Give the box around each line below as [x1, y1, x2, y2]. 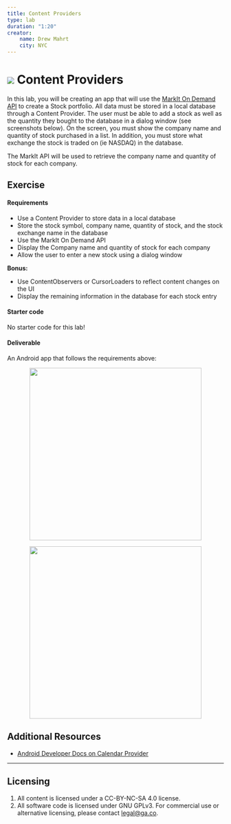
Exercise [7, 179, 45, 191]
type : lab [7, 17, 36, 23]
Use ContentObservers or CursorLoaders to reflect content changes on [16, 277, 220, 285]
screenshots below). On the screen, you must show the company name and [7, 123, 221, 132]
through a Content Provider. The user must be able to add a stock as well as [7, 109, 222, 117]
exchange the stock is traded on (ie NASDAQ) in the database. [7, 139, 184, 147]
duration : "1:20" [7, 23, 57, 30]
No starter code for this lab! [7, 323, 85, 331]
